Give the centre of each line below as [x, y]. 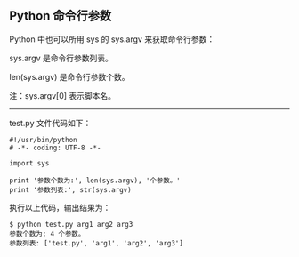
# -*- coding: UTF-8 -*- [55, 148]
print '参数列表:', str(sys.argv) [70, 189]
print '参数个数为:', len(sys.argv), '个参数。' [95, 181]
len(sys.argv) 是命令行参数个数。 [70, 76]
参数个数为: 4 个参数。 [47, 234]
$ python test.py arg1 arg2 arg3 [71, 224]
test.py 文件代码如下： [50, 123]
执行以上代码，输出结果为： [60, 207]
